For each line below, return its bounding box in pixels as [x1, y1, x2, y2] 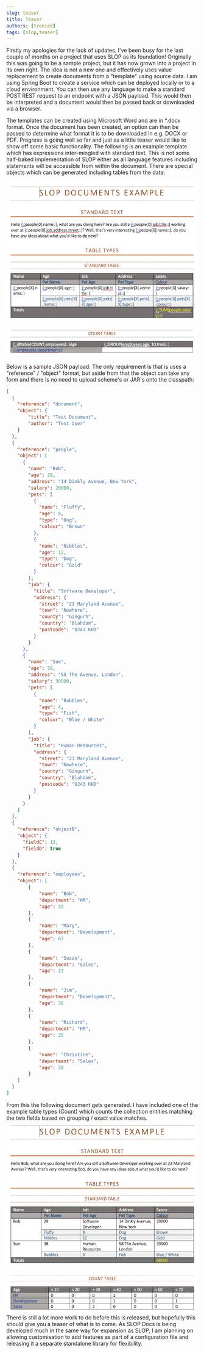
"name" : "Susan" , [38, 955, 83, 961]
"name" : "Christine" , [38, 1051, 94, 1057]
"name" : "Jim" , [38, 987, 78, 993]
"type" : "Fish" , [38, 710, 80, 717]
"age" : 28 [38, 1064, 64, 1071]
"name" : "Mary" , [38, 923, 80, 929]
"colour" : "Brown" [38, 524, 86, 530]
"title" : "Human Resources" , [33, 742, 108, 749]
